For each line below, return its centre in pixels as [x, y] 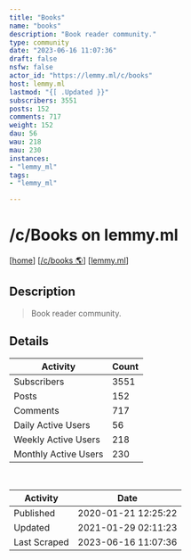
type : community [39, 42]
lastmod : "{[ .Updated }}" [59, 92]
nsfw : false [31, 68]
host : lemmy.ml [37, 84]
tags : [19, 175]
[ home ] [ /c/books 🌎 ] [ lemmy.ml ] [69, 260]
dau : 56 [24, 134]
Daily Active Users [52, 424]
